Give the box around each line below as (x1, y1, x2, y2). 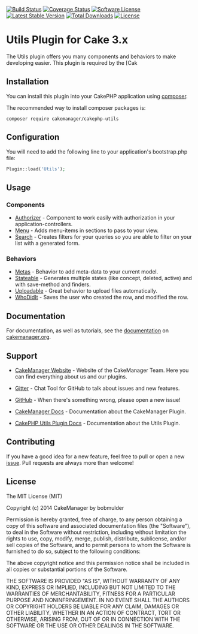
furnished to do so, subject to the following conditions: (6, 548, 141, 555)
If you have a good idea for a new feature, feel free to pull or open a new (6, 453, 185, 460)
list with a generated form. (14, 240, 80, 247)
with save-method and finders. (14, 281, 91, 288)
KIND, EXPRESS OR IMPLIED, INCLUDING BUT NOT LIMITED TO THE (6, 584, 176, 591)
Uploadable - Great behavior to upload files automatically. (14, 287, 157, 295)
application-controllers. (14, 221, 73, 228)
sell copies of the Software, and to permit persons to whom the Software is (6, 541, 191, 548)
